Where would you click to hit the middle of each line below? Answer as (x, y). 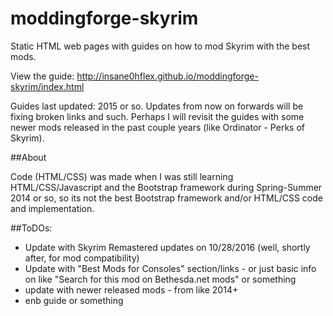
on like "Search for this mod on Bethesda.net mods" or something (160, 279)
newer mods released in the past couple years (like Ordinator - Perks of (157, 127)
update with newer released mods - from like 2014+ (131, 289)
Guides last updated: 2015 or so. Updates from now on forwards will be (157, 106)
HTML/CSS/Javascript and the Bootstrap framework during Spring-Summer (166, 187)
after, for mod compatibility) (82, 258)
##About (28, 157)
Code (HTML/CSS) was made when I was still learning (122, 176)
